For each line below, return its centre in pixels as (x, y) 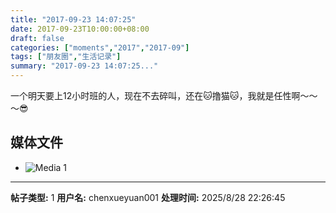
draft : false (37, 38)
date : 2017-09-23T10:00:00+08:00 (80, 29)
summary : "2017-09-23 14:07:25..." (84, 66)
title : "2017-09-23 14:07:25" (73, 19)
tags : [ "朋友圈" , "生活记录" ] (66, 57)
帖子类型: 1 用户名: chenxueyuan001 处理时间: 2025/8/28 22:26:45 (148, 197)
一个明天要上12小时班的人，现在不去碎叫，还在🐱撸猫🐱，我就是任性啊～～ (164, 95)
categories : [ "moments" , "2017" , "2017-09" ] (100, 47)
